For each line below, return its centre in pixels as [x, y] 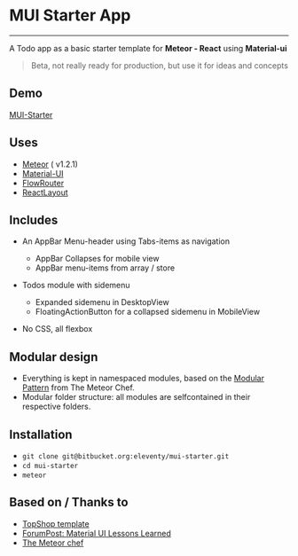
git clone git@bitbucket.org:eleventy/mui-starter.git [125, 457]
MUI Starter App [70, 16]
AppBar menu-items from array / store [105, 268]
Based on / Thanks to [69, 502]
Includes [34, 219]
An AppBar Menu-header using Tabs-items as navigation [126, 241]
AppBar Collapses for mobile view [97, 259]
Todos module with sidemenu [76, 286]
